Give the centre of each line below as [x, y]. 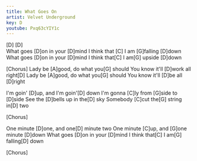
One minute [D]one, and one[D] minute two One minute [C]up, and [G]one [96, 128]
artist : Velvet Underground [41, 17]
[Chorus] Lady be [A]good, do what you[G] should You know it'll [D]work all [99, 69]
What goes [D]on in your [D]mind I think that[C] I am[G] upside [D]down [94, 57]
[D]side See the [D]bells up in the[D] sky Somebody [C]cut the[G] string [94, 99]
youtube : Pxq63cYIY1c [33, 28]
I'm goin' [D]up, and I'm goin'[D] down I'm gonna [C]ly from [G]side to [92, 93]
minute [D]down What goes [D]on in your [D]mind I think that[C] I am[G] [94, 135]
